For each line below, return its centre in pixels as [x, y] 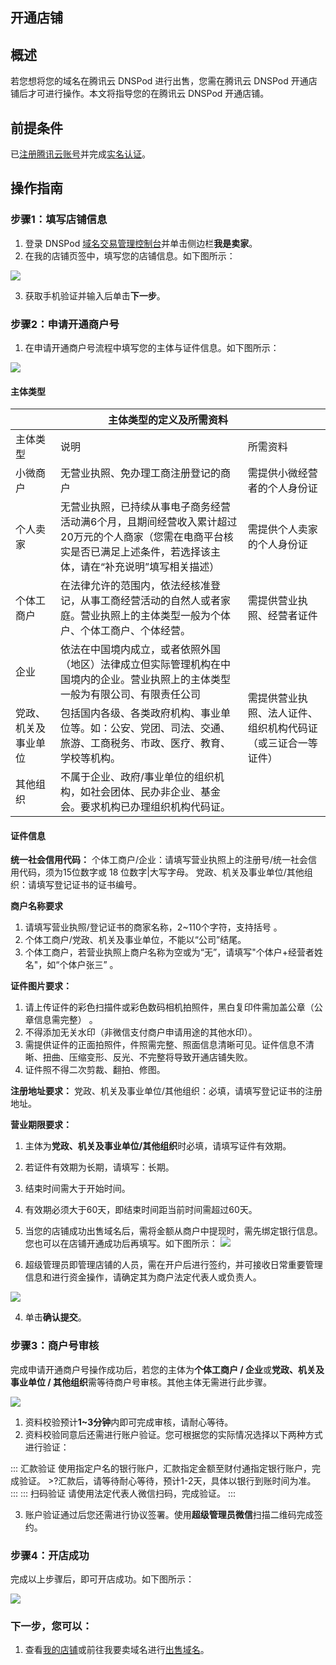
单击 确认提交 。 [55, 1317]
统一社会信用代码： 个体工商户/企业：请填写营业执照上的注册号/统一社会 [159, 860]
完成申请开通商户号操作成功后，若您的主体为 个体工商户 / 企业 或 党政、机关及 [167, 1369]
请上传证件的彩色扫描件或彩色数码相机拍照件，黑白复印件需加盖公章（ [169, 1007]
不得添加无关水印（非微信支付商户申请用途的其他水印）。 [141, 1032]
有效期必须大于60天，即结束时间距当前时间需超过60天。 [141, 1210]
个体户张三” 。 [89, 965]
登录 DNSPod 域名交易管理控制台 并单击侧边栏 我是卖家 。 [141, 243]
